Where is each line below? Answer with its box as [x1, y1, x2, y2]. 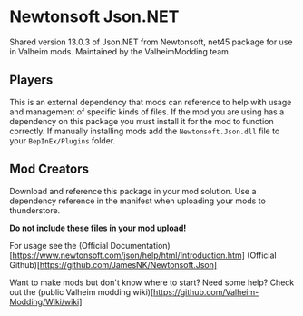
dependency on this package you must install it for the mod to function [9, 115, 274, 126]
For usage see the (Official [9, 240, 109, 251]
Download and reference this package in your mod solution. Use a [9, 185, 257, 196]
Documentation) [110, 240, 171, 251]
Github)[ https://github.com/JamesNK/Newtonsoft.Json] [9, 259, 218, 270]
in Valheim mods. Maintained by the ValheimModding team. [9, 45, 231, 56]
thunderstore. [9, 204, 61, 215]
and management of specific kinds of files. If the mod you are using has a [9, 106, 285, 117]
